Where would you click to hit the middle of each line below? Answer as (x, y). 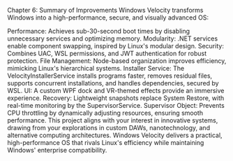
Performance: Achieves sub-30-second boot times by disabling (99, 31)
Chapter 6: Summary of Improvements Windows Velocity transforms (105, 10)
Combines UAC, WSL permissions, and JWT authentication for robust (107, 53)
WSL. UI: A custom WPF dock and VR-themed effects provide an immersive (116, 91)
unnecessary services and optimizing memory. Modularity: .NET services (113, 38)
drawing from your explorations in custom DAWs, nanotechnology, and (109, 128)
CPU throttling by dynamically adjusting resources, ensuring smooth (105, 113)
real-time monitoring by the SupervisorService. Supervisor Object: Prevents (116, 105)
